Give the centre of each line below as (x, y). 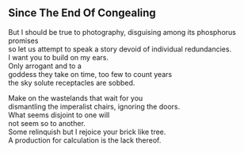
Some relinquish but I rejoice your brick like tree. (87, 132)
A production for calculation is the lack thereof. (85, 140)
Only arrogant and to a (45, 66)
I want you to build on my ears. (59, 57)
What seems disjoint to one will (59, 115)
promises (23, 40)
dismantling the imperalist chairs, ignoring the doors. (94, 106)
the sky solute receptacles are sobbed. (72, 82)
